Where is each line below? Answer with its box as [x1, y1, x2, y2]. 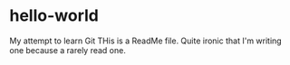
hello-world [9, 5, 100, 26]
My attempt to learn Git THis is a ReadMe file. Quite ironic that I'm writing [9, 35, 283, 46]
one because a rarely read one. [9, 44, 127, 55]
